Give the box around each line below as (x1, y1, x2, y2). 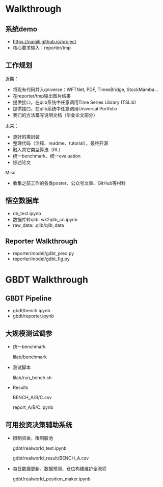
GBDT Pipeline (5, 294, 52, 303)
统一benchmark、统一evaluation (12, 153, 81, 159)
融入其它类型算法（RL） (12, 146, 63, 152)
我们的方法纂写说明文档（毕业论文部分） (12, 112, 98, 118)
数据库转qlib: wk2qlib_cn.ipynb (12, 216, 78, 222)
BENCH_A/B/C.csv (12, 395, 52, 401)
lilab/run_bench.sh (12, 375, 52, 381)
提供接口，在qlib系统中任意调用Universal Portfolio (12, 105, 117, 111)
